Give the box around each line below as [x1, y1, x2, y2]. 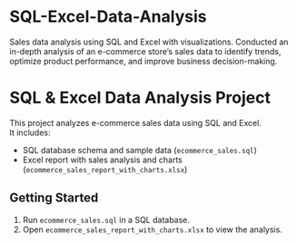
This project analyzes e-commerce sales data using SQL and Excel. [9, 117, 262, 128]
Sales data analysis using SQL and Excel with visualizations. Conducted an [9, 36, 289, 47]
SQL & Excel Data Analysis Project [9, 88, 271, 108]
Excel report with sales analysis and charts [22, 154, 183, 165]
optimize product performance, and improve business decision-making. [9, 55, 278, 66]
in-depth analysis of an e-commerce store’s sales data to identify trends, [9, 45, 282, 56]
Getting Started [9, 190, 99, 206]
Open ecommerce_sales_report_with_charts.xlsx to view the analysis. [22, 224, 283, 235]
